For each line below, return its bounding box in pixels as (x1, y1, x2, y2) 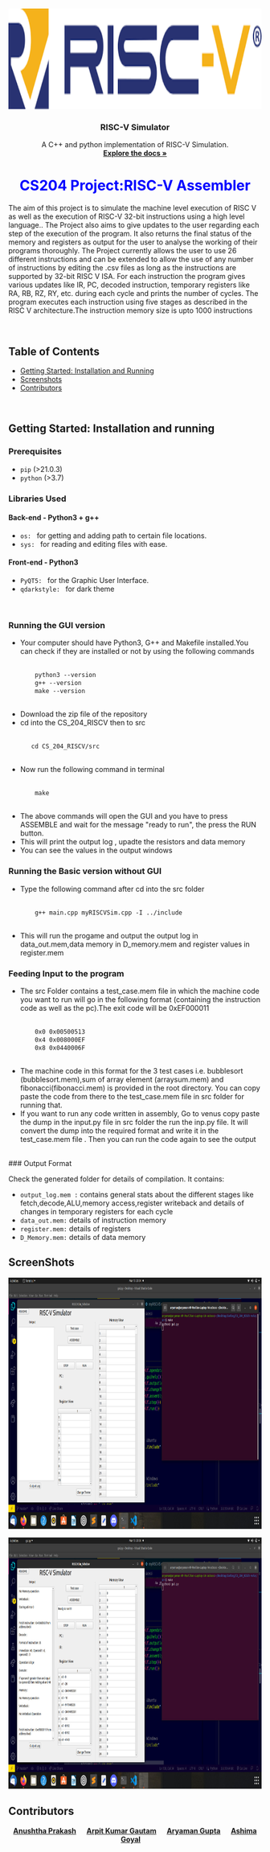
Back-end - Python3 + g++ (8, 513, 100, 523)
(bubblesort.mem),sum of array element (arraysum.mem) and (19, 1074, 224, 1084)
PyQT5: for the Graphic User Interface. (19, 576, 149, 585)
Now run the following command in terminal (19, 765, 165, 774)
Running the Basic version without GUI (8, 865, 162, 877)
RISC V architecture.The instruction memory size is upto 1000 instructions (8, 306, 253, 315)
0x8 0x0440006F (35, 1044, 86, 1052)
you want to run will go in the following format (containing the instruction (19, 994, 261, 1004)
